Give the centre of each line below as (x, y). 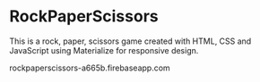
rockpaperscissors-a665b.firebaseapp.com (90, 68)
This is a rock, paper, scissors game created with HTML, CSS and (130, 41)
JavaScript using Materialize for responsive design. (104, 50)
